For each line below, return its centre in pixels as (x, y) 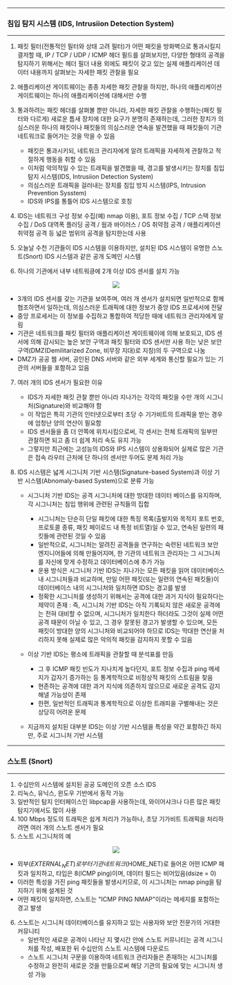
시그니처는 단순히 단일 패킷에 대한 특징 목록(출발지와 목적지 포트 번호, (131, 519)
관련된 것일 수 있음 (81, 536)
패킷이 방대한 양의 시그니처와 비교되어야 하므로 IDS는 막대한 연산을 (127, 631)
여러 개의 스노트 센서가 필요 (67, 827)
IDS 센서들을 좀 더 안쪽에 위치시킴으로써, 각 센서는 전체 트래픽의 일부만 (123, 431)
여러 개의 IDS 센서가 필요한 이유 (60, 382)
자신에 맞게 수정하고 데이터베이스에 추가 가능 (105, 562)
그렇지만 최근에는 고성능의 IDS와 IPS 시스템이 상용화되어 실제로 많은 (119, 449)
